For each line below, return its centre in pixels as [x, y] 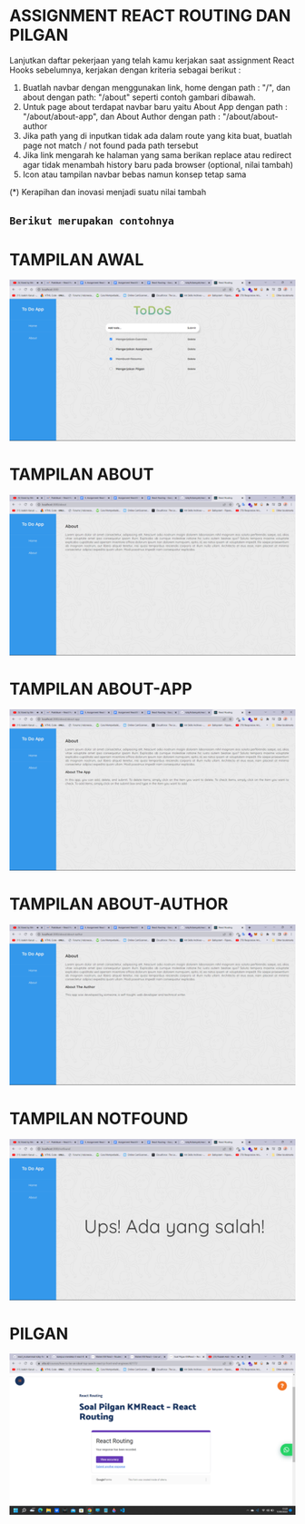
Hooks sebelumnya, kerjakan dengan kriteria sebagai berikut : [125, 70]
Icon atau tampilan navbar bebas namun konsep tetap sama [134, 174]
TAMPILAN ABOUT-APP [101, 689]
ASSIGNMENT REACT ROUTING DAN [150, 16]
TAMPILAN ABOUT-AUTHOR [119, 904]
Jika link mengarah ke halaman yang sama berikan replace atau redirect [157, 154]
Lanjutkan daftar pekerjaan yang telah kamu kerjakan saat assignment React [152, 60]
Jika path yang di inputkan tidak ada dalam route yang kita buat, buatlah [157, 135]
